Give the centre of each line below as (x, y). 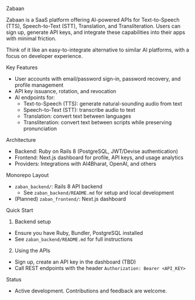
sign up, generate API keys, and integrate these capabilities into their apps (96, 32)
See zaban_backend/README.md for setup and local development (99, 192)
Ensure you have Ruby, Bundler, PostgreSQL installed (79, 233)
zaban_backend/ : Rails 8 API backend (58, 186)
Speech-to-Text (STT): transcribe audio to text (79, 110)
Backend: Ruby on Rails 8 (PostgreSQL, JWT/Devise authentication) (96, 151)
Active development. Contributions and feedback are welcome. (91, 291)
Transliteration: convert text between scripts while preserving (97, 122)
